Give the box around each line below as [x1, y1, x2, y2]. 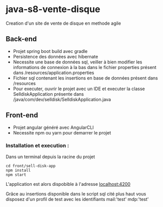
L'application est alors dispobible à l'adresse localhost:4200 [6, 181, 131, 187]
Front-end [6, 111, 38, 119]
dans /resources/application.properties [13, 70, 94, 76]
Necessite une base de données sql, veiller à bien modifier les [13, 59, 143, 65]
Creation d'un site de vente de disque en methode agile [6, 20, 121, 26]
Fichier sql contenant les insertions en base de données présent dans [13, 75, 158, 81]
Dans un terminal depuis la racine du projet [6, 154, 95, 160]
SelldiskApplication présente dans [13, 91, 84, 97]
